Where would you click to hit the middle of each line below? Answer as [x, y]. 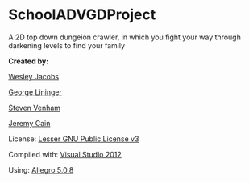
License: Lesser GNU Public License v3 [74, 139]
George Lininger [35, 92]
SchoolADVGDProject [82, 15]
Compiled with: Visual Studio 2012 [65, 154]
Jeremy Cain [29, 123]
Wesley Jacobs [33, 76]
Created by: [29, 61]
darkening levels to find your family [67, 45]
